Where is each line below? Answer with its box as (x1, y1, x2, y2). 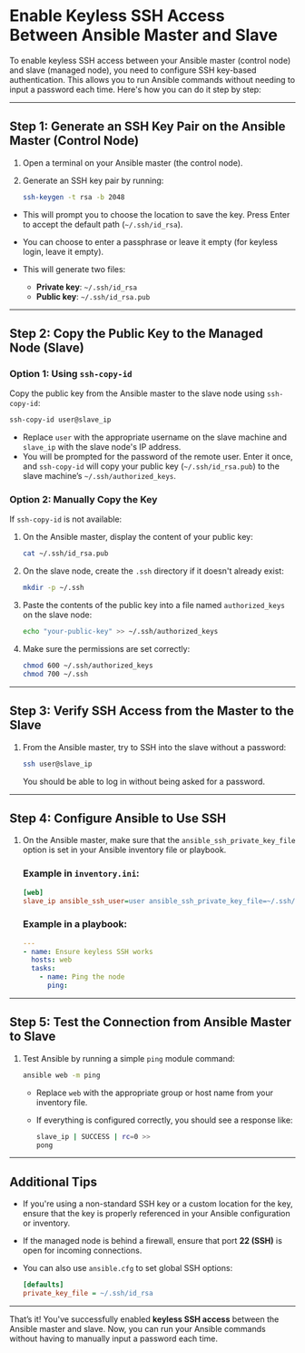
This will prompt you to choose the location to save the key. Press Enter (22, 209, 290, 219)
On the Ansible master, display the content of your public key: (22, 532, 254, 543)
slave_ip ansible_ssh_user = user (22, 896, 145, 906)
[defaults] (22, 1280, 64, 1289)
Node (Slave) (9, 341, 84, 356)
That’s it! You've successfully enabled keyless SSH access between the (9, 1313, 280, 1325)
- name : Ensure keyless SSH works (22, 947, 153, 956)
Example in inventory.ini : (22, 867, 140, 880)
